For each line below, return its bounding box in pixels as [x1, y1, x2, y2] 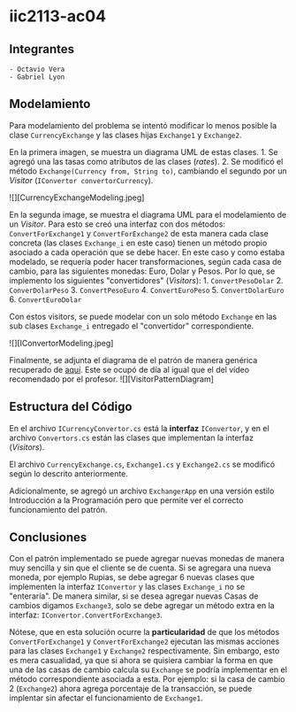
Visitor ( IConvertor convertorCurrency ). [9, 174, 154, 185]
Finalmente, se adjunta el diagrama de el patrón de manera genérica [9, 354, 258, 365]
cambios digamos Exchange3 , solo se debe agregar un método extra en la [9, 600, 276, 611]
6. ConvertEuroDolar [9, 294, 82, 305]
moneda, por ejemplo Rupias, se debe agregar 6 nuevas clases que [9, 572, 254, 583]
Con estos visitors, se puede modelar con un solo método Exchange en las [9, 311, 277, 321]
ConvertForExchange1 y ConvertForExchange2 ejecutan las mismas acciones [9, 636, 280, 647]
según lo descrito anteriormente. [9, 468, 128, 479]
